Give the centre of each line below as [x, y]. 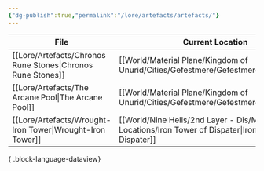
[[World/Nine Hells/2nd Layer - [177, 120]
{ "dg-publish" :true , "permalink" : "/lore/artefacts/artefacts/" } [114, 15]
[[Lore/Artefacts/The [50, 87]
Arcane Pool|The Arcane [57, 97]
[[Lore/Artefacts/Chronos [59, 55]
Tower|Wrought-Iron [67, 129]
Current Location [215, 42]
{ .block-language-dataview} [55, 158]
